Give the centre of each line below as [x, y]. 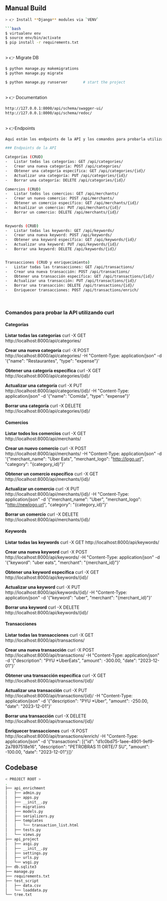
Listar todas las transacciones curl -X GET [49, 635]
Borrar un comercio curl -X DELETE [42, 514]
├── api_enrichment [25, 788]
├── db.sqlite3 [21, 867]
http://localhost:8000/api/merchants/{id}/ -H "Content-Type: [67, 494]
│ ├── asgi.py [22, 844]
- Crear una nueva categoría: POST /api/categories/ [63, 166]
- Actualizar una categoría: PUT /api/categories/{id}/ [66, 175]
